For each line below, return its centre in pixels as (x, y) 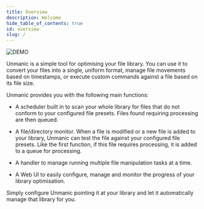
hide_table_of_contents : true (45, 23)
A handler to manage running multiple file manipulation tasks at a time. (104, 163)
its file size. (20, 83)
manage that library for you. (41, 199)
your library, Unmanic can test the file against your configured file (97, 138)
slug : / (16, 35)
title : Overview (27, 12)
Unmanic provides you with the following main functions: (78, 95)
